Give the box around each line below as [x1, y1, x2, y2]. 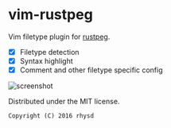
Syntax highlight [19, 56, 73, 65]
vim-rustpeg [8, 6, 93, 24]
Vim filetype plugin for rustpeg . [8, 32, 111, 41]
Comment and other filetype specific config [19, 65, 163, 75]
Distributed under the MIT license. [8, 97, 120, 107]
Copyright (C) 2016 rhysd [8, 112, 94, 120]
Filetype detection [19, 47, 80, 56]
